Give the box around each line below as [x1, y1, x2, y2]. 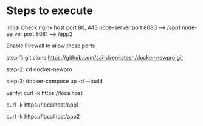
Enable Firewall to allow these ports [6, 42, 95, 49]
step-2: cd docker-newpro [6, 65, 72, 73]
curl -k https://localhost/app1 [6, 101, 79, 108]
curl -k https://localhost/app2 [6, 113, 80, 120]
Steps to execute [6, 4, 93, 18]
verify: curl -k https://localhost [6, 89, 83, 96]
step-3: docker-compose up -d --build [6, 77, 103, 85]
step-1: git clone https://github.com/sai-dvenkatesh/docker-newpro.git [6, 54, 184, 61]
